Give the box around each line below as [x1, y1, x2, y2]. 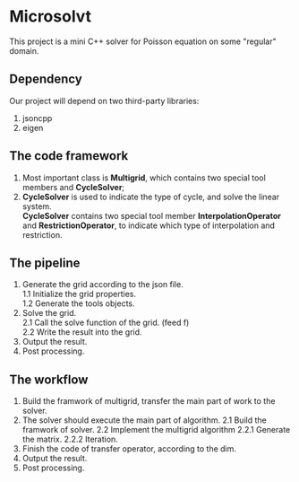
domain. [9, 45, 39, 56]
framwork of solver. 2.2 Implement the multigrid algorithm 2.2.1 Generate [21, 425, 291, 435]
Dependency [9, 72, 82, 87]
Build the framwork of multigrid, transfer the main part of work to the [21, 396, 276, 407]
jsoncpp [21, 112, 53, 123]
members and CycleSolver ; [21, 181, 125, 192]
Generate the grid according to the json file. [21, 279, 184, 290]
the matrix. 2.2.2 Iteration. [21, 434, 118, 445]
